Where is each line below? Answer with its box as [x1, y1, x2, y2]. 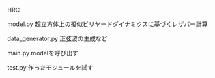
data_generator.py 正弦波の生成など [7, 34, 108, 42]
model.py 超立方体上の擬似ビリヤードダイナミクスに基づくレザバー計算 [7, 20, 208, 28]
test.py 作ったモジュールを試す [7, 64, 94, 71]
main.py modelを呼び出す [7, 49, 78, 57]
